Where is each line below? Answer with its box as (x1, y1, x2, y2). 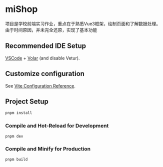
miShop (5, 3, 38, 15)
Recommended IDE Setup (5, 41, 86, 50)
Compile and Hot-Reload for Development (5, 122, 109, 129)
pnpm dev (5, 133, 23, 138)
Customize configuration (5, 69, 85, 78)
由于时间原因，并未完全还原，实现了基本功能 (5, 26, 97, 33)
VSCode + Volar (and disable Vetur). (5, 55, 80, 61)
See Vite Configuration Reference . (5, 82, 76, 88)
